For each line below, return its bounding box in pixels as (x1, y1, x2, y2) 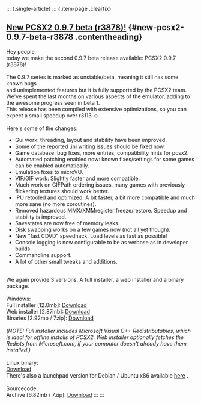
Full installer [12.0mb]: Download (6, 301, 87, 309)
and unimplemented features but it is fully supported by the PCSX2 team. (6, 86, 187, 93)
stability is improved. (14, 213, 67, 220)
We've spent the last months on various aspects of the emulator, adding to (6, 93, 190, 100)
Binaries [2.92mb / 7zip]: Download (6, 314, 94, 322)
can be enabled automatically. (14, 162, 89, 169)
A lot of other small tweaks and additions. (14, 258, 118, 265)
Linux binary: (6, 359, 38, 366)
